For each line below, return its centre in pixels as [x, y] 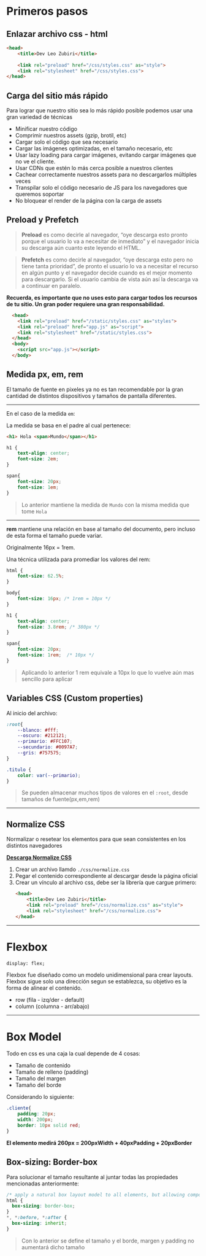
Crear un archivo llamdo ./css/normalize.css [72, 869]
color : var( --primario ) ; [49, 775]
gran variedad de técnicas [39, 117]
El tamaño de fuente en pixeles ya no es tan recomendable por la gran [95, 389]
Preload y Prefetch [43, 220]
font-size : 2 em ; [38, 459]
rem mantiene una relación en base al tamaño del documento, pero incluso [101, 529]
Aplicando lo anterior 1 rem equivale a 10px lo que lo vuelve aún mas [108, 672]
